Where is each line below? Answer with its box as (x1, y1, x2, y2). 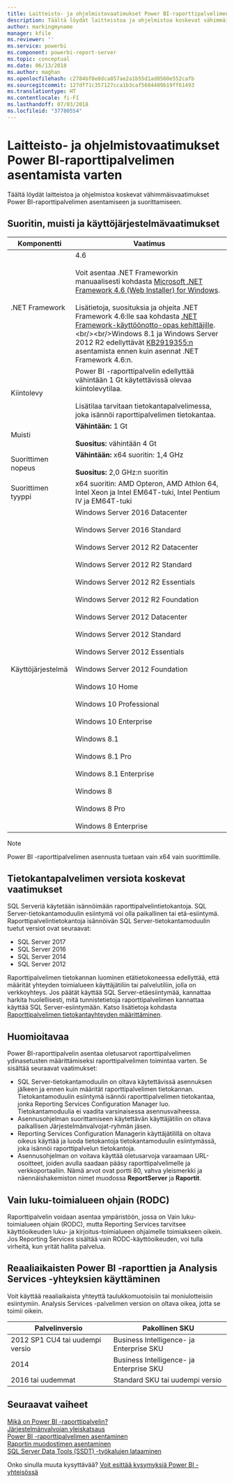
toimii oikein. (7, 1307, 44, 1315)
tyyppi (10, 492, 31, 501)
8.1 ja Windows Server (143, 328, 219, 338)
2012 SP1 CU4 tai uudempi (10, 1334, 102, 1344)
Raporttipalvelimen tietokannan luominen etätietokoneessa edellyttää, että (7, 973, 220, 982)
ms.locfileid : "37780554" (7, 107, 82, 114)
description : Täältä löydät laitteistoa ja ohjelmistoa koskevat (7, 17, 201, 24)
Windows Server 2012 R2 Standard (75, 559, 192, 569)
